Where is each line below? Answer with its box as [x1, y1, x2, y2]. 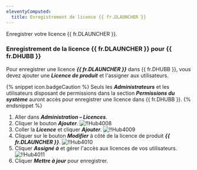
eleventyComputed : [6, 8, 51, 15]
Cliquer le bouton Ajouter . [14, 119, 78, 126]
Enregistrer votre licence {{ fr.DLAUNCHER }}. [6, 30, 118, 37]
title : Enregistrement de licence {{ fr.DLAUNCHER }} [11, 14, 146, 20]
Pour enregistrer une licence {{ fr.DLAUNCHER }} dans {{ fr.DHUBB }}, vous [6, 65, 191, 72]
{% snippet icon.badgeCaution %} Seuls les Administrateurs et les [6, 83, 170, 90]
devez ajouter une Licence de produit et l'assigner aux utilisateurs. [6, 72, 169, 79]
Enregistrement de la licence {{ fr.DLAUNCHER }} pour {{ [6, 45, 172, 53]
